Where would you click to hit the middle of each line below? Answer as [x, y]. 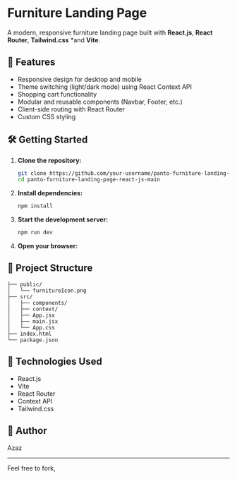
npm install [35, 206]
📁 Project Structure [50, 268]
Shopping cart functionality [57, 94]
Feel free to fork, [31, 468]
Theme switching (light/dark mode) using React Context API [105, 87]
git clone [32, 173]
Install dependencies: [50, 193]
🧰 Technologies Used [55, 362]
